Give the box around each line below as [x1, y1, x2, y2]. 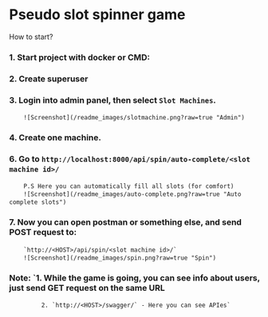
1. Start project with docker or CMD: [9, 52, 151, 63]
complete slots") [9, 198, 67, 206]
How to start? [9, 32, 53, 41]
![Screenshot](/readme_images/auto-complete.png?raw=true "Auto [23, 190, 242, 198]
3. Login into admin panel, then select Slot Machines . [9, 94, 216, 105]
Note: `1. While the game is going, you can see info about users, [9, 272, 260, 284]
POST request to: [9, 227, 77, 238]
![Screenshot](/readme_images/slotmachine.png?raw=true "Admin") [23, 114, 246, 122]
